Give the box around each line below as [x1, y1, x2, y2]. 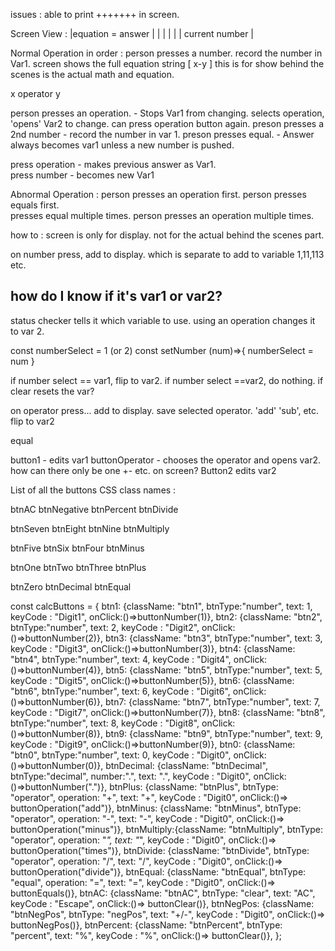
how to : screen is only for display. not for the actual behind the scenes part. [10, 229, 325, 241]
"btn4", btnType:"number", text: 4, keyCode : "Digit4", [10, 653, 232, 665]
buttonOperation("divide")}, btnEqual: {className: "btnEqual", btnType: [10, 865, 307, 878]
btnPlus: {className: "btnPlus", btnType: [109, 780, 279, 793]
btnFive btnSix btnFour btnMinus [10, 542, 145, 554]
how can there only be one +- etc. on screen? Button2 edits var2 [10, 464, 277, 476]
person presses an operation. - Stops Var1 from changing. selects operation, [10, 107, 325, 119]
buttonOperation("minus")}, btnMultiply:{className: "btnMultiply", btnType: [10, 823, 323, 835]
